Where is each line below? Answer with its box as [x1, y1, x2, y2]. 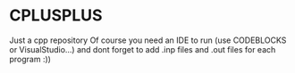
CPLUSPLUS [9, 5, 103, 26]
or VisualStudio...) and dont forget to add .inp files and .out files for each [9, 44, 276, 54]
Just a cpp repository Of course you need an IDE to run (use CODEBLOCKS [9, 35, 287, 45]
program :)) [9, 53, 52, 64]
